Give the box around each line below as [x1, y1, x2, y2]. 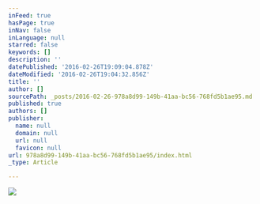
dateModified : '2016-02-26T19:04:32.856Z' [8, 70, 150, 78]
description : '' [8, 56, 62, 64]
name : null [15, 122, 51, 130]
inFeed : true [8, 11, 51, 20]
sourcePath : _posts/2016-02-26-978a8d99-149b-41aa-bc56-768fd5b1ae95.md [8, 93, 253, 100]
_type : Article [8, 159, 58, 167]
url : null [15, 136, 47, 145]
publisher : [8, 115, 44, 123]
